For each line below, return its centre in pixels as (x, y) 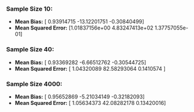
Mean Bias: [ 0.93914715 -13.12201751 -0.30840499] (79, 22)
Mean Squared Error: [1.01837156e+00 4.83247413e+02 (84, 28)
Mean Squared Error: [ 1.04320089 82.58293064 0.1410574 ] (90, 68)
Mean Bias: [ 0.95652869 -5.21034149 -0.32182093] (80, 97)
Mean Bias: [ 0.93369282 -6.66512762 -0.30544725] (80, 62)
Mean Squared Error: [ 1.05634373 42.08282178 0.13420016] (90, 103)
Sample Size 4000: (34, 84)
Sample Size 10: (29, 9)
